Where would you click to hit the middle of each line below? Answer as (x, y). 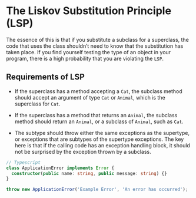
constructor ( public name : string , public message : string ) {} (89, 173)
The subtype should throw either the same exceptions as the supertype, (102, 133)
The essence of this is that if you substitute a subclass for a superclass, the (98, 39)
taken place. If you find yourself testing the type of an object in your (89, 52)
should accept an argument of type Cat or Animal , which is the (90, 97)
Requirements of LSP (46, 77)
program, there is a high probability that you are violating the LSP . (85, 58)
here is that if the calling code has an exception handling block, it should (102, 145)
